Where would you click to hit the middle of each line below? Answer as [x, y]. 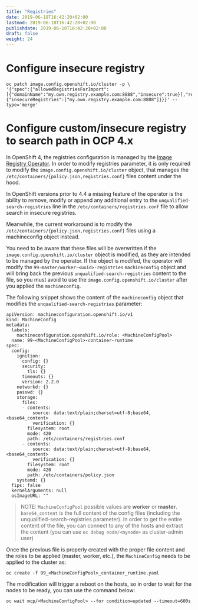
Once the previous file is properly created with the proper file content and [95, 549]
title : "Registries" [32, 12]
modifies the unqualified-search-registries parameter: [74, 304]
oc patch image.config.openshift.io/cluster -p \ [68, 84]
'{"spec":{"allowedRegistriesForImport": [58, 89]
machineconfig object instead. [43, 237]
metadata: [18, 325]
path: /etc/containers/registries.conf [76, 438]
